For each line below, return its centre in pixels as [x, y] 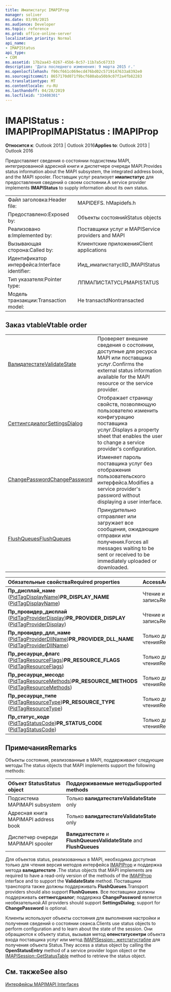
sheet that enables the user [130, 436]
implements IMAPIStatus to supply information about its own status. [77, 188]
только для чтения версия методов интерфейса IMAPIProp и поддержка [84, 865]
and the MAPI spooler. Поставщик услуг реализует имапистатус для [80, 177]
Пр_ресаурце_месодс [36, 675]
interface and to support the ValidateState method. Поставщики [73, 881]
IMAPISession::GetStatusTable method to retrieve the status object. [76, 956]
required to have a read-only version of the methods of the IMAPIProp [79, 875]
